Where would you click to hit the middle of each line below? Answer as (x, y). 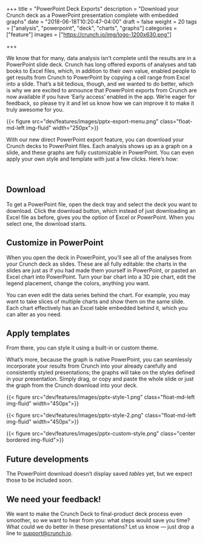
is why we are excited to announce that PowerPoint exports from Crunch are (101, 90)
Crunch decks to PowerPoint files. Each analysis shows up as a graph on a (99, 146)
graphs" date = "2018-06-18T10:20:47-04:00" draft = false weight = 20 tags (101, 22)
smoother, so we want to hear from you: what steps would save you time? (98, 521)
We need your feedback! (54, 499)
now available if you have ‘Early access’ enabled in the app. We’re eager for (101, 97)
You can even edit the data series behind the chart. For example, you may (98, 295)
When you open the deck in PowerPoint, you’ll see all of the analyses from (99, 257)
